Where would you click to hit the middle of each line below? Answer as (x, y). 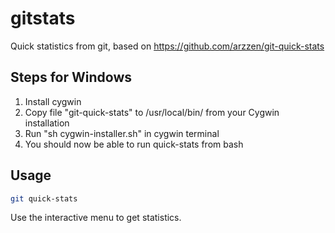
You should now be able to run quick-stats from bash (134, 144)
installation (47, 123)
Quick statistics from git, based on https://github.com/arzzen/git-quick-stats (167, 46)
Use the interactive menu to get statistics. (96, 218)
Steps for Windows (71, 77)
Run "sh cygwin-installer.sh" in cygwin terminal (122, 133)
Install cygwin (53, 101)
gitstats (43, 18)
